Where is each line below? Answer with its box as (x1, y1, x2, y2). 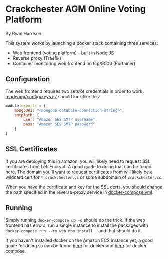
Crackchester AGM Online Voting (5, 3, 146, 15)
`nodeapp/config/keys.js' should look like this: (5, 93, 100, 99)
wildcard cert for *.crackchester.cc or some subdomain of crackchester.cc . (5, 174, 163, 180)
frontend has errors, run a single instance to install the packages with (5, 222, 148, 228)
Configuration (5, 75, 50, 83)
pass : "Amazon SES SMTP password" (23, 122, 95, 127)
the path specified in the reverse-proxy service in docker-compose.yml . (5, 189, 154, 195)
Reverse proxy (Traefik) (12, 55, 62, 61)
